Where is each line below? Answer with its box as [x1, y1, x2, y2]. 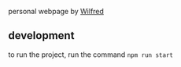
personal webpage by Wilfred [8, 7, 105, 16]
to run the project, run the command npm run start [8, 50, 173, 59]
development [8, 29, 75, 42]
